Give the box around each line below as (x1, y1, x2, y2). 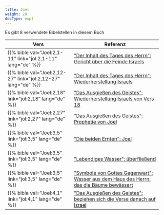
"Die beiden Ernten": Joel (74, 136, 132, 143)
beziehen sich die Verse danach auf (74, 196, 156, 202)
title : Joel (5, 7, 29, 12)
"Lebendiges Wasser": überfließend (74, 156, 156, 162)
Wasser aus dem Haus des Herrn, (74, 176, 151, 182)
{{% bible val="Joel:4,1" (7, 190, 62, 197)
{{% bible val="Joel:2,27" (7, 109, 66, 116)
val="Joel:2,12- (30, 69, 67, 76)
